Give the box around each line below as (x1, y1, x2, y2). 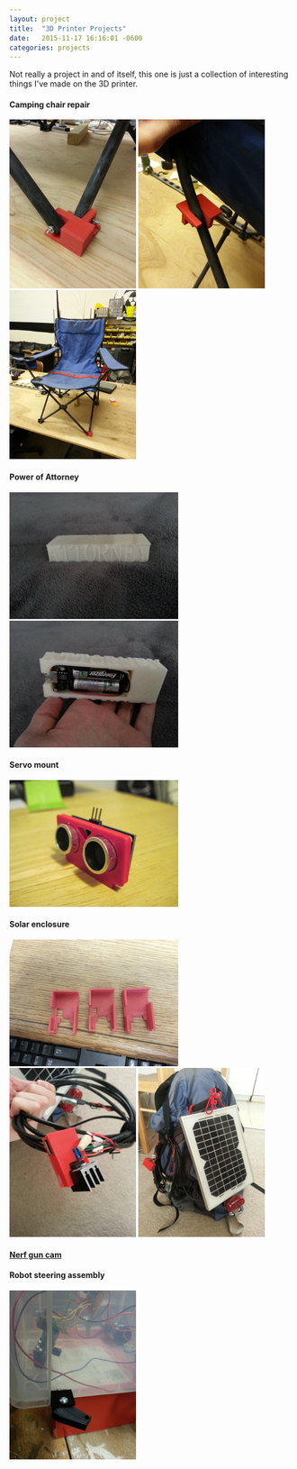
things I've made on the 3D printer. (9, 78, 138, 89)
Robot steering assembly (9, 1270, 105, 1281)
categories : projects (9, 43, 91, 52)
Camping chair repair (9, 99, 90, 110)
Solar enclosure (9, 919, 70, 930)
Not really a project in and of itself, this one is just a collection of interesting (9, 68, 289, 80)
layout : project (9, 14, 70, 23)
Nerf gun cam (9, 1249, 62, 1260)
